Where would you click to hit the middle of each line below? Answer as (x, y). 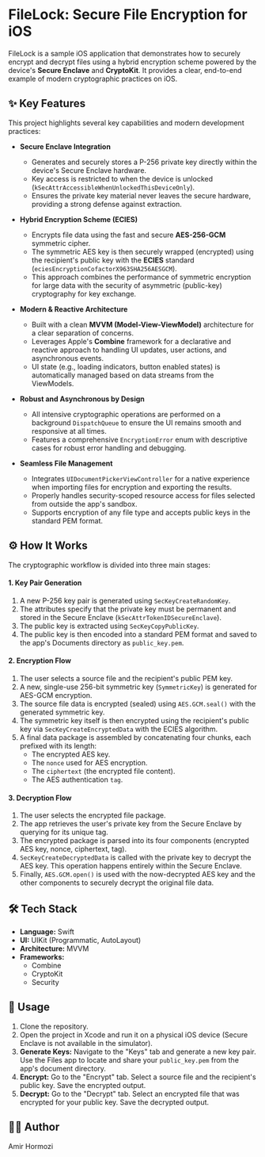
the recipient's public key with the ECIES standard (113, 260)
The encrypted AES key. (71, 754)
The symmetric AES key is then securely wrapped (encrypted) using (143, 251)
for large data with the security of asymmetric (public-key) (127, 285)
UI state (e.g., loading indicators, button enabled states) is (126, 366)
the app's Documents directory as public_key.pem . (102, 642)
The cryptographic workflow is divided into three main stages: (110, 565)
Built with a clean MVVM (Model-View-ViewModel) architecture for (143, 324)
